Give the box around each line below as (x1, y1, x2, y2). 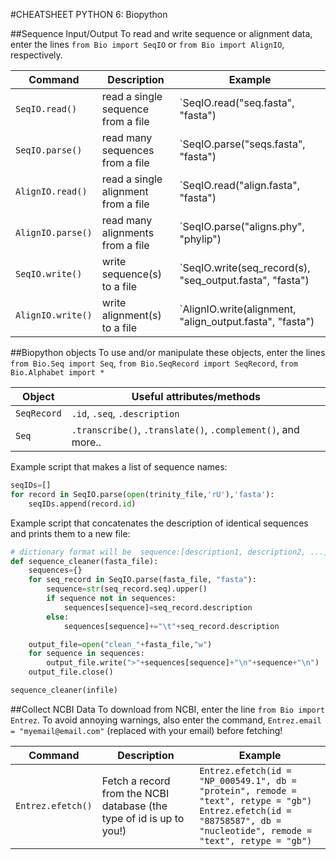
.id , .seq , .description (71, 407, 180, 420)
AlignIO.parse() (15, 227, 93, 238)
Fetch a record (101, 774, 171, 788)
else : (46, 612, 70, 622)
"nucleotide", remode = (199, 825, 313, 836)
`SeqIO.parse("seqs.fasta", (179, 137, 306, 151)
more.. (71, 435, 102, 449)
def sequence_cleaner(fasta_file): (10, 556, 159, 566)
